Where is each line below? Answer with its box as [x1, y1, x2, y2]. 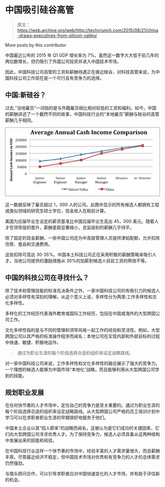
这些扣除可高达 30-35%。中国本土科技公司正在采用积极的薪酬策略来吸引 [5, 251, 152, 257]
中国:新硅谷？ [5, 91, 47, 99]
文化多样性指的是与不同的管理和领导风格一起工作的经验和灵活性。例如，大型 [5, 327, 160, 333]
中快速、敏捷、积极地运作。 [5, 339, 61, 345]
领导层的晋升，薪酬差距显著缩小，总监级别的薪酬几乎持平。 [13, 224, 134, 230]
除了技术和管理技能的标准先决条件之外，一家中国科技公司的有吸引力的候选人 [5, 287, 160, 293]
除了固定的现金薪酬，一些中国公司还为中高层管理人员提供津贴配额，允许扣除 [5, 235, 160, 241]
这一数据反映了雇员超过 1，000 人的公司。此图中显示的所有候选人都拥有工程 [5, 202, 160, 208]
